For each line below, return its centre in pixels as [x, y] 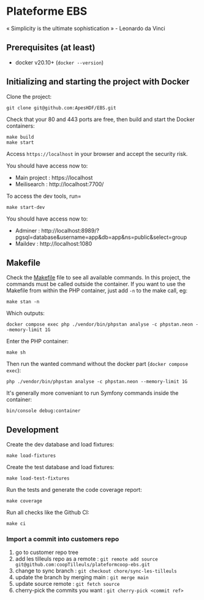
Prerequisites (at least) [51, 48]
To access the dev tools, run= [44, 196]
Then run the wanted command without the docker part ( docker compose [97, 364]
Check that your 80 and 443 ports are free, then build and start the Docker [100, 119]
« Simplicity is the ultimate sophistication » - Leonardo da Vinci [86, 28]
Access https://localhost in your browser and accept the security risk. [97, 154]
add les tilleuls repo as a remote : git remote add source [86, 559]
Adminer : [28, 230]
